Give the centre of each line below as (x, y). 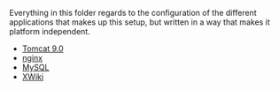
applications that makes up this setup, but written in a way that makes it (139, 22)
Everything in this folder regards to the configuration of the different (133, 13)
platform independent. (50, 31)
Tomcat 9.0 (43, 49)
